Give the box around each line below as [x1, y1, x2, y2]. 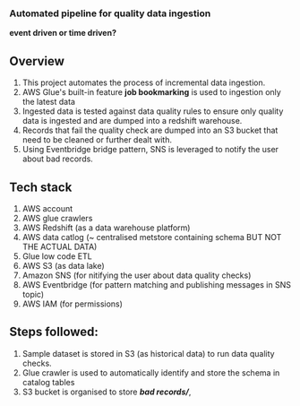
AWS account [21, 203, 73, 213]
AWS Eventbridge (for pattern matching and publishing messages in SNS [21, 279, 291, 289]
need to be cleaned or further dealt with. [21, 134, 173, 145]
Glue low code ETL [21, 250, 92, 262]
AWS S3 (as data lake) [21, 260, 105, 271]
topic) [21, 289, 45, 299]
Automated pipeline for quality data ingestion [9, 7, 211, 20]
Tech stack [9, 179, 73, 194]
